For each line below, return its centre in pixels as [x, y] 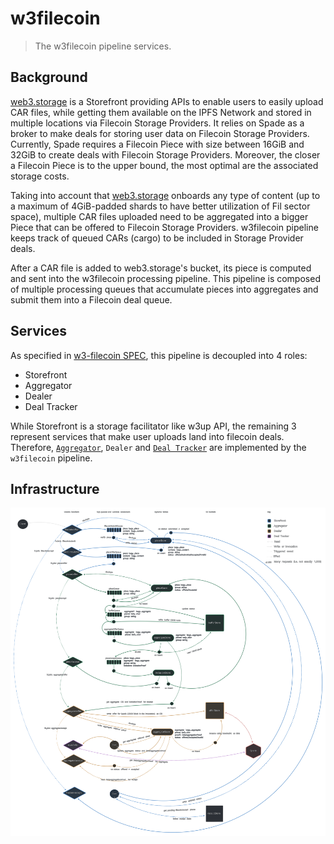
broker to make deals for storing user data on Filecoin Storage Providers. [160, 133]
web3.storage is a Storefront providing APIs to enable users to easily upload [167, 101]
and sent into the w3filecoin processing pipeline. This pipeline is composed [165, 278]
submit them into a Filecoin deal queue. [91, 299]
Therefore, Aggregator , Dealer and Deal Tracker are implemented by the [158, 447]
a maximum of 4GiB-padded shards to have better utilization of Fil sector [160, 206]
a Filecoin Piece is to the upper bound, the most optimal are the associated [164, 165]
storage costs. [40, 176]
